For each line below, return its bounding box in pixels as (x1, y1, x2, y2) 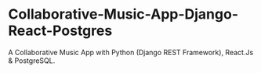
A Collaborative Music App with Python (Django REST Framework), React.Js (8, 47, 254, 57)
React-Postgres (8, 22, 113, 40)
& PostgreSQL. (8, 56, 56, 65)
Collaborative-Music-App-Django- (8, 5, 239, 23)
